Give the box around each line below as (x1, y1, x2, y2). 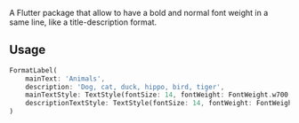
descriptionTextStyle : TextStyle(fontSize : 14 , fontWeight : (25, 99, 253, 108)
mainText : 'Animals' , (25, 74, 105, 83)
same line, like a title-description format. (9, 17, 158, 27)
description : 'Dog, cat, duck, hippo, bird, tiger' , (25, 82, 225, 91)
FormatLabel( (9, 65, 58, 74)
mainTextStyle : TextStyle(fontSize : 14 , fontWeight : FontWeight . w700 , (25, 90, 293, 100)
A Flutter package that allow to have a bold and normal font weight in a (9, 8, 269, 18)
